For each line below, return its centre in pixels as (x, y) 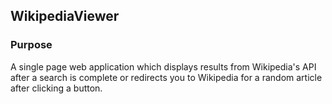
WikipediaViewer (65, 16)
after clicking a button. (56, 88)
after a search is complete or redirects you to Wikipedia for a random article (166, 77)
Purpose (31, 45)
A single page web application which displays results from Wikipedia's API (163, 66)
